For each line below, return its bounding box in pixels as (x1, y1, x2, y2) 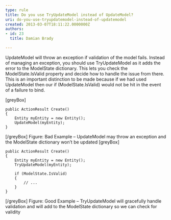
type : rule (5, 7, 29, 13)
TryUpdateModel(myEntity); (14, 162, 72, 167)
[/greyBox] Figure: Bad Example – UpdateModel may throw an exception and (5, 133, 166, 139)
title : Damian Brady (10, 36, 54, 41)
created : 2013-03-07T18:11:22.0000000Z (5, 21, 90, 27)
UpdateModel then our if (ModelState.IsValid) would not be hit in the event (5, 81, 161, 87)
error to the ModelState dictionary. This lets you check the (5, 65, 128, 71)
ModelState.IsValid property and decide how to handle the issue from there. (5, 70, 164, 77)
